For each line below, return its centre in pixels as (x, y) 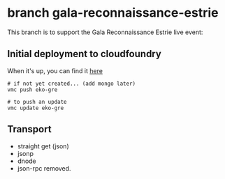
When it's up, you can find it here (55, 70)
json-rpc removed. (44, 168)
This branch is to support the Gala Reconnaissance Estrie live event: (105, 32)
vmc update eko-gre (36, 108)
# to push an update (37, 102)
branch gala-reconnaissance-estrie (113, 13)
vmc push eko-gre (32, 89)
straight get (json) (43, 146)
